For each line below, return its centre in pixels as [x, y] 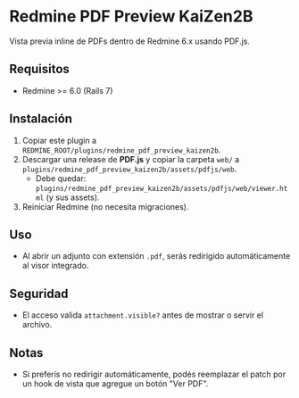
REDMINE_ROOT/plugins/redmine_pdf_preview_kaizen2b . [121, 150]
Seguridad [39, 293]
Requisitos [39, 69]
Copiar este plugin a [59, 140]
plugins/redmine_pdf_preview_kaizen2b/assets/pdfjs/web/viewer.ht [162, 188]
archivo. [37, 325]
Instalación [41, 119]
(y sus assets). [73, 197]
